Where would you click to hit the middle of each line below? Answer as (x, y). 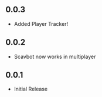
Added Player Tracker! (41, 24)
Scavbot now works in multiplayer (55, 56)
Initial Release (31, 89)
